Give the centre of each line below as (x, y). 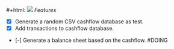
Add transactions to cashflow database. (64, 28)
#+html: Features (31, 10)
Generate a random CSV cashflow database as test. (79, 22)
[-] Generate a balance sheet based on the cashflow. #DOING (91, 40)
